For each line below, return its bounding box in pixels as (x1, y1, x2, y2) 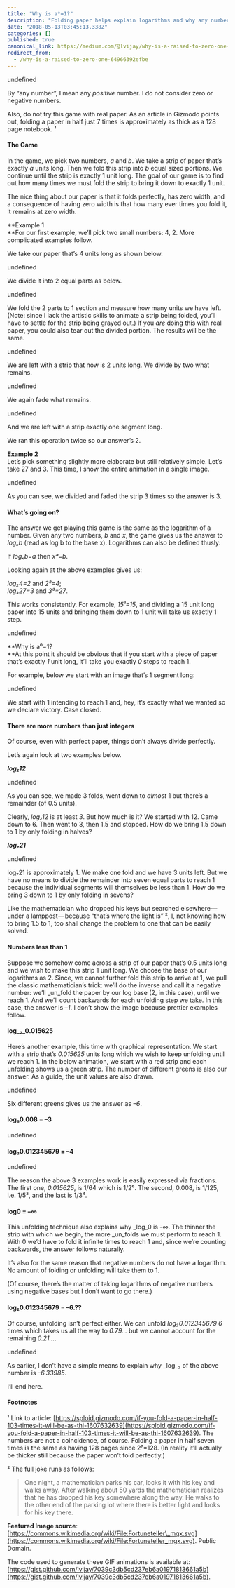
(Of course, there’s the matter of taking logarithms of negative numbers (7, 1280, 213, 1288)
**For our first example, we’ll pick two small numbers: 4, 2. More (7, 228, 194, 236)
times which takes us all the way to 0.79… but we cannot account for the (7, 1326, 216, 1335)
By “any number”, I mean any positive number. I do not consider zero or (7, 88, 213, 97)
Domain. (7, 1544, 31, 1552)
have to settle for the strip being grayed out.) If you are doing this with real (7, 319, 222, 327)
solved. (7, 927, 29, 935)
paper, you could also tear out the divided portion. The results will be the (7, 326, 217, 334)
